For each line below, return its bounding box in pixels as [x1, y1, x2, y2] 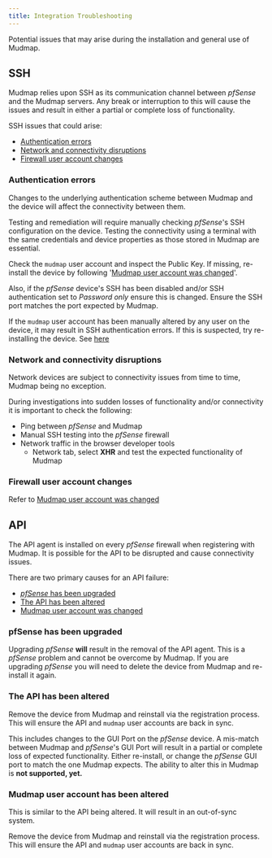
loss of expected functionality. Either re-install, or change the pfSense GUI [8, 751, 257, 760]
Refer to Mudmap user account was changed [8, 494, 160, 504]
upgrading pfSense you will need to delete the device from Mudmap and [8, 662, 251, 672]
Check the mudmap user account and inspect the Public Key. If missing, [8, 259, 242, 268]
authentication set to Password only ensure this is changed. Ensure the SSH [8, 292, 263, 302]
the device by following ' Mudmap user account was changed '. [29, 268, 238, 277]
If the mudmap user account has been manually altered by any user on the [8, 316, 250, 326]
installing [8, 333, 39, 343]
